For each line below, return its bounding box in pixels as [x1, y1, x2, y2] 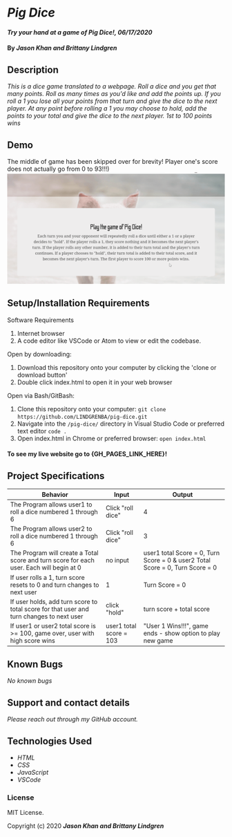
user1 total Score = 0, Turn [143, 549, 220, 557]
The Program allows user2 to [10, 525, 93, 533]
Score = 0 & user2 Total [143, 556, 211, 565]
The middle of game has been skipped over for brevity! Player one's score [7, 158, 218, 165]
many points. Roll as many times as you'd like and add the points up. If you [7, 90, 221, 98]
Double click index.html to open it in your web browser [17, 378, 173, 386]
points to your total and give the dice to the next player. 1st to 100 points [7, 112, 213, 120]
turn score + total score [143, 605, 211, 613]
